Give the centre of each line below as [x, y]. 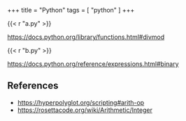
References [33, 86]
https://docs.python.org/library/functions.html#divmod [86, 37]
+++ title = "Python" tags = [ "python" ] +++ [71, 10]
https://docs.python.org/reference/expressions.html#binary [93, 64]
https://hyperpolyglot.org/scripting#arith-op [81, 102]
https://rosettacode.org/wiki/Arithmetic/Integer [85, 110]
